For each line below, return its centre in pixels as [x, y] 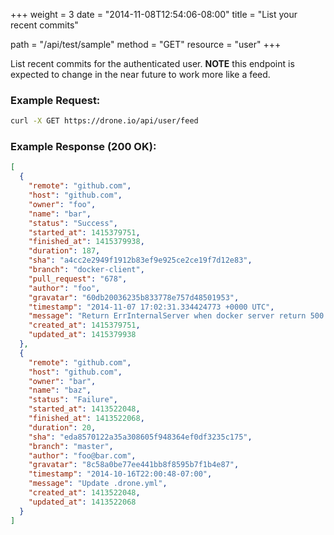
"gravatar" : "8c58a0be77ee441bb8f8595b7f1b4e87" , [134, 465]
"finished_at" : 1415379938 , [86, 242]
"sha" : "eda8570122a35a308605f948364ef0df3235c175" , [140, 437]
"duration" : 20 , [62, 427]
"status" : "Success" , [73, 223]
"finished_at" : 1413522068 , [86, 419]
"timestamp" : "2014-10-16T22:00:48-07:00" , [120, 474]
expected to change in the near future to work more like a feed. [140, 74]
